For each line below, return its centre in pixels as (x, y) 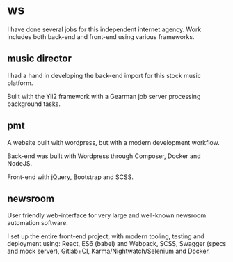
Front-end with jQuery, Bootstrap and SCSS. (70, 177)
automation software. (38, 223)
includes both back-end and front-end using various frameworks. (101, 36)
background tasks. (34, 104)
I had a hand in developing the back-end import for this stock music (104, 75)
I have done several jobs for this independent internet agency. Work (104, 29)
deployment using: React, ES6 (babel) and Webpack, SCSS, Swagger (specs (117, 244)
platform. (20, 83)
